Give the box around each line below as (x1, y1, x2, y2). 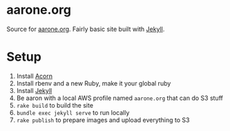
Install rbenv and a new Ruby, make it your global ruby (16, 79, 171, 88)
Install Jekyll (16, 86, 52, 94)
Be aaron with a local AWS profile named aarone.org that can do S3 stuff (16, 94, 224, 102)
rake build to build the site (16, 101, 94, 109)
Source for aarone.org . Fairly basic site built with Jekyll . (6, 25, 165, 33)
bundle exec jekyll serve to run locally (16, 108, 130, 117)
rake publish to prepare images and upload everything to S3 (16, 116, 190, 124)
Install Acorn (16, 72, 53, 80)
